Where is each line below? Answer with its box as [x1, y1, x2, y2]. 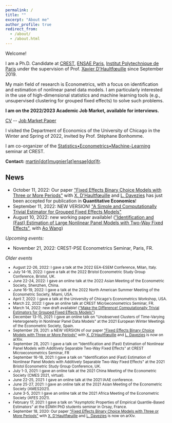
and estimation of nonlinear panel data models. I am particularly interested [5, 86, 163, 93]
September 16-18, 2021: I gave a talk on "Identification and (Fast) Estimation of [12, 355, 151, 360]
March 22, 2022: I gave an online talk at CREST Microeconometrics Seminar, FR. [12, 301, 155, 306]
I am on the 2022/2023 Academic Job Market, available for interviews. [5, 107, 159, 114]
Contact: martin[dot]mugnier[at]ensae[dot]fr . [5, 158, 102, 164]
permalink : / [5, 7, 33, 13]
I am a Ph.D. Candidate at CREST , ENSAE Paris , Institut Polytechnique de [5, 60, 159, 66]
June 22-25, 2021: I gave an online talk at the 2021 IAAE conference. [12, 377, 133, 382]
